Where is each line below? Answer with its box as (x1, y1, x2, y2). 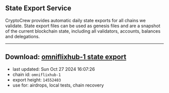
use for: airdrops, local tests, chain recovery (12, 82, 104, 88)
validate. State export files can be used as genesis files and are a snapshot (5, 23, 160, 29)
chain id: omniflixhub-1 (12, 71, 61, 77)
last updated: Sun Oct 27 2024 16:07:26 (12, 66, 95, 72)
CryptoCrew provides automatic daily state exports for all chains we (5, 17, 146, 23)
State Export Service (5, 4, 71, 13)
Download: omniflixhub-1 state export (5, 53, 127, 61)
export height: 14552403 (12, 76, 61, 82)
